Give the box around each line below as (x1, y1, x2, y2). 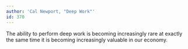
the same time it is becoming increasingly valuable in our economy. (6, 36, 168, 43)
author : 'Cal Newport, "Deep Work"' (6, 8, 95, 15)
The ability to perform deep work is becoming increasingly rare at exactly (6, 30, 183, 37)
